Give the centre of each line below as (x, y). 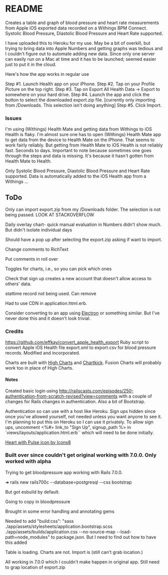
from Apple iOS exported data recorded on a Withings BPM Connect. (76, 28)
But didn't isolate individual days (39, 230)
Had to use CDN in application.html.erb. (46, 303)
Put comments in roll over (32, 259)
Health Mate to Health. (28, 161)
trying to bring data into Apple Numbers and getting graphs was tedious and (84, 48)
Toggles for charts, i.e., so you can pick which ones (58, 269)
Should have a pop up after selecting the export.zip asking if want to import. (84, 240)
